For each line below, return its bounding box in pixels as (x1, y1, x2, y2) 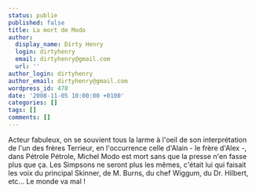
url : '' (15, 63, 41, 71)
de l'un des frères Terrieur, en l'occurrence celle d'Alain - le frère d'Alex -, (8, 143, 247, 153)
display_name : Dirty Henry (15, 41, 104, 49)
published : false (8, 19, 65, 27)
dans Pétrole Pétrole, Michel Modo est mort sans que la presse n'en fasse (8, 151, 247, 161)
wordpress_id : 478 (8, 84, 68, 92)
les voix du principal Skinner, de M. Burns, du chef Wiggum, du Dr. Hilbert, (8, 168, 249, 177)
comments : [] (8, 114, 51, 121)
